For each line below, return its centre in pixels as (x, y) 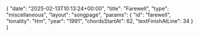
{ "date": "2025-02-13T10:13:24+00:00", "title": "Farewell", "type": (88, 9)
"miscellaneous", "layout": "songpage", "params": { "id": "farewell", (88, 15)
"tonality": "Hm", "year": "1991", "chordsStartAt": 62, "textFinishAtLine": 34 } (100, 21)
